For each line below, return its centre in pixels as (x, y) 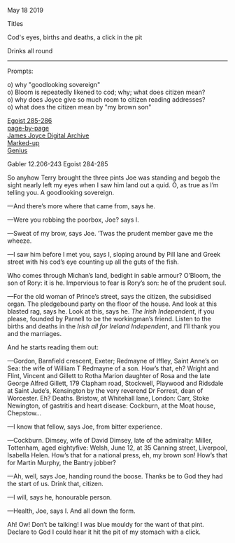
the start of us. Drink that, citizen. (55, 484)
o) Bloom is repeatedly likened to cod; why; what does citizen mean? (106, 92)
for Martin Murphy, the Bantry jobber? (62, 463)
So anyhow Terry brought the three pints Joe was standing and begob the (114, 177)
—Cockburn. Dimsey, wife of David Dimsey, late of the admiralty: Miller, (110, 440)
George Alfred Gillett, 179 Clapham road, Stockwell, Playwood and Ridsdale (115, 383)
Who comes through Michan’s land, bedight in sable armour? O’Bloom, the (114, 275)
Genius (17, 150)
